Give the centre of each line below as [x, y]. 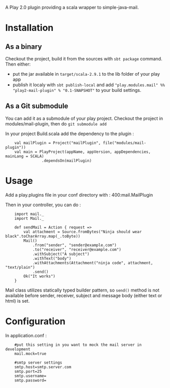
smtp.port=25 [28, 371]
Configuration [36, 321]
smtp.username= [30, 376]
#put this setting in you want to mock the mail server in [78, 345]
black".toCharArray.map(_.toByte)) [43, 236]
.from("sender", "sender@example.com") [74, 245]
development [18, 349]
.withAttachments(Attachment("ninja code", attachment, [93, 263]
